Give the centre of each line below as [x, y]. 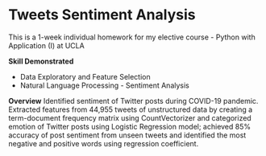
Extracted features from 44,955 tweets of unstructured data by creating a [131, 109]
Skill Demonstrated [41, 61]
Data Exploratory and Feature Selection [85, 76]
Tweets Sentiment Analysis [102, 15]
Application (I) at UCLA [46, 45]
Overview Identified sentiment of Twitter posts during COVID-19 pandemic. [133, 101]
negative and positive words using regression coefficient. [104, 143]
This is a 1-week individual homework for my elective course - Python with [132, 37]
